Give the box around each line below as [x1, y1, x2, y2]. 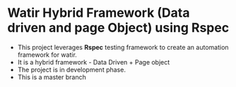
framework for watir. [17, 51, 78, 59]
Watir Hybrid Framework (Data [7, 5, 190, 21]
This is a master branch [17, 72, 86, 81]
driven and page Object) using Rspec [7, 20, 230, 36]
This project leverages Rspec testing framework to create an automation [17, 43, 229, 51]
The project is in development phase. [17, 65, 126, 74]
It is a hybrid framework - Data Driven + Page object [17, 58, 170, 66]
